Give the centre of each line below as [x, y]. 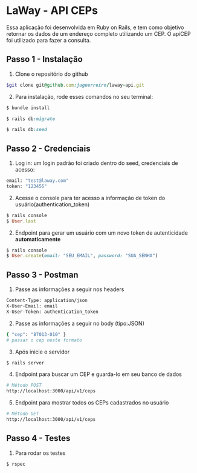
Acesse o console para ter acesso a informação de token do [90, 198]
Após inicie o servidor [42, 352]
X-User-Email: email [32, 306]
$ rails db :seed [27, 130]
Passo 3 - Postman [42, 274]
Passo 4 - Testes [38, 438]
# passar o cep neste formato [44, 340]
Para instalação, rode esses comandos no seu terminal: [84, 96]
